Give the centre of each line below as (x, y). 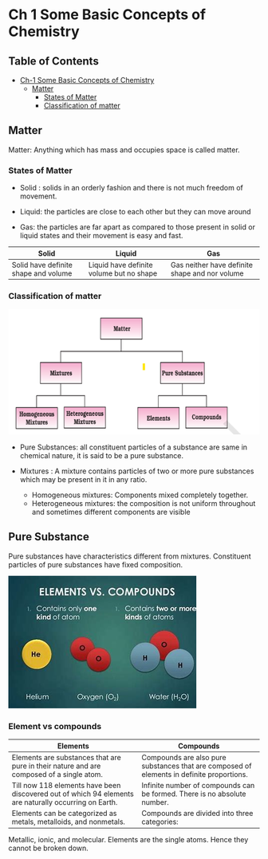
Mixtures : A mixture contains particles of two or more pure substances (137, 471)
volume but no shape (123, 273)
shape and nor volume (207, 273)
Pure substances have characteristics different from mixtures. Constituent (130, 556)
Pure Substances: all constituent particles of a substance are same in (134, 447)
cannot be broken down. (49, 848)
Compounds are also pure (184, 757)
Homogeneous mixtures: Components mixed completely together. (140, 495)
